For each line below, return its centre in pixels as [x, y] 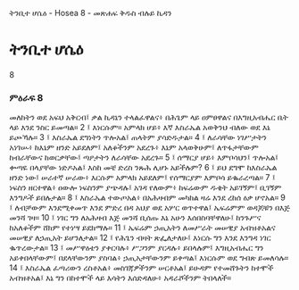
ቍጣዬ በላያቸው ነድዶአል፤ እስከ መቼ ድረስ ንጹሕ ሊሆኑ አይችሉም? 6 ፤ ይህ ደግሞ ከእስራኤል [143, 168]
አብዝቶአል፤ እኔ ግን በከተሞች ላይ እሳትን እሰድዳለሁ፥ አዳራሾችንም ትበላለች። [120, 278]
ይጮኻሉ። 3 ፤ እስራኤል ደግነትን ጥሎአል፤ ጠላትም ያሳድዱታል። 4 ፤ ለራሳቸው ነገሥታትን [138, 137]
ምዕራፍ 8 [26, 97]
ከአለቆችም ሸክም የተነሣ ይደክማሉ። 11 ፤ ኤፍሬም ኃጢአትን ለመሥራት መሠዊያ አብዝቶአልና [142, 228]
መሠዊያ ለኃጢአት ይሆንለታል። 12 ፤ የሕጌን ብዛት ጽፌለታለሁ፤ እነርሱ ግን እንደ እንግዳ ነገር [140, 238]
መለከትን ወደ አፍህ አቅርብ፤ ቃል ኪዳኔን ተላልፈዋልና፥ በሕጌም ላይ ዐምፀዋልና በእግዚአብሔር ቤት [149, 117]
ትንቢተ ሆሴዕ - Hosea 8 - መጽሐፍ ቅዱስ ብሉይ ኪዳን [91, 13]
